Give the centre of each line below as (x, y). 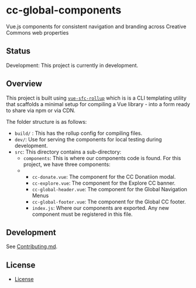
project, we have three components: (67, 164)
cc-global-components (64, 10)
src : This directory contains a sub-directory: (68, 152)
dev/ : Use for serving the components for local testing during (88, 139)
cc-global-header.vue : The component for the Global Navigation (109, 189)
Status (18, 51)
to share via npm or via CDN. (41, 110)
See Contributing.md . (32, 246)
